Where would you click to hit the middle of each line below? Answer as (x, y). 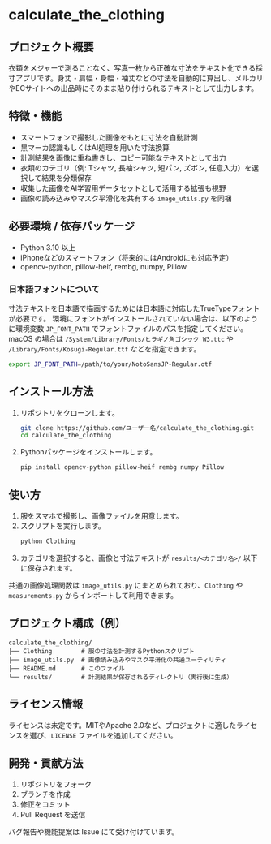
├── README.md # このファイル (67, 668)
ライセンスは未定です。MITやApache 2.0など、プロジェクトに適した (123, 725)
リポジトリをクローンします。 (69, 412)
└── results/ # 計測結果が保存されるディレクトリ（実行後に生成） (121, 677)
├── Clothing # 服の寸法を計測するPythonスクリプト (101, 651)
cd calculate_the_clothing (66, 436)
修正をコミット (45, 804)
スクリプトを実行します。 (62, 526)
